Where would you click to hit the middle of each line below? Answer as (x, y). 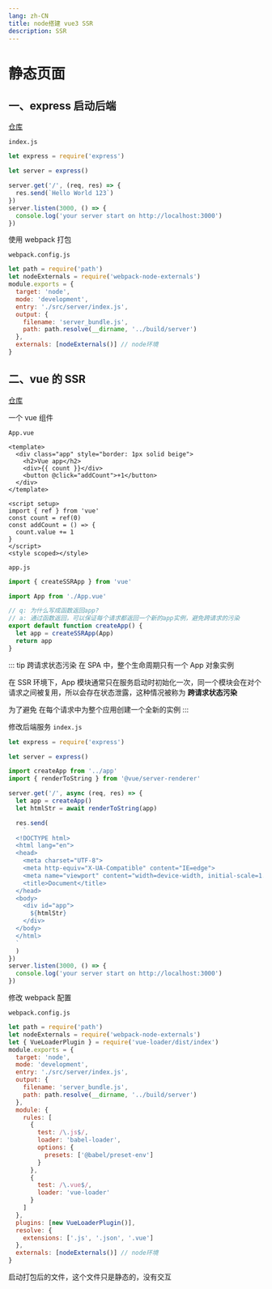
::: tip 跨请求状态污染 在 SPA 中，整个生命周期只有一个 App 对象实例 (121, 665)
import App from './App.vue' (57, 596)
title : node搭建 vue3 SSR (51, 23)
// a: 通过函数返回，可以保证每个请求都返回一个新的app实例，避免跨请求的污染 (124, 619)
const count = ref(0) (45, 518)
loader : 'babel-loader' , (79, 1140)
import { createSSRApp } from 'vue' (70, 581)
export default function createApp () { (76, 626)
